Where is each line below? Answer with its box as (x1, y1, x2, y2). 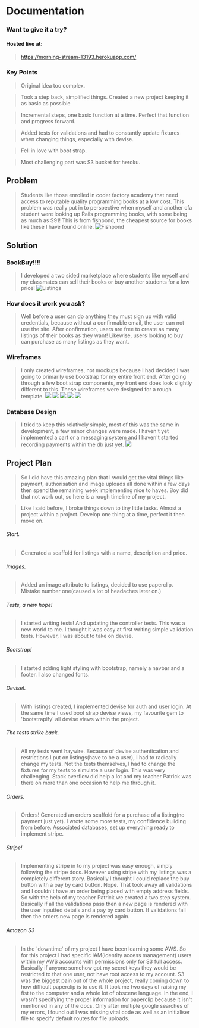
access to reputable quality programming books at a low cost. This (20, 198, 184, 205)
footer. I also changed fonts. (20, 671, 90, 678)
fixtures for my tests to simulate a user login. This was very (20, 767, 166, 774)
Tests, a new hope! (6, 601, 53, 608)
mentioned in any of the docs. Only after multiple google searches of (20, 1002, 189, 1009)
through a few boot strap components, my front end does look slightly (20, 379, 192, 387)
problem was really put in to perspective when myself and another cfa (20, 204, 192, 211)
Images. (6, 563, 26, 570)
